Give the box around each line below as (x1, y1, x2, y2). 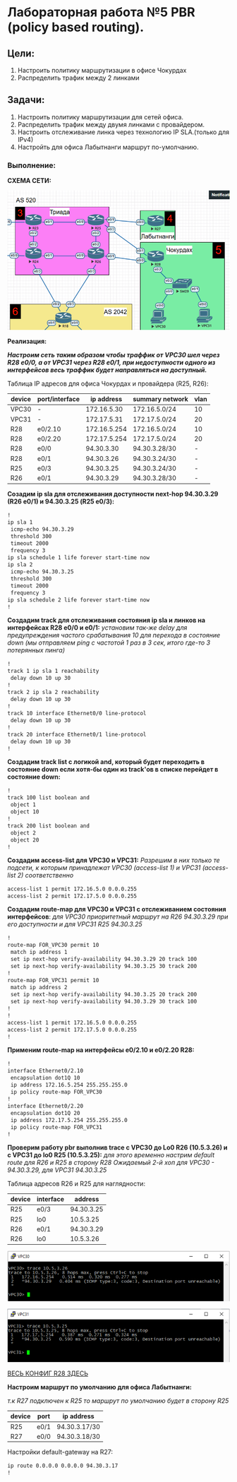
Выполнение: (7, 160, 56, 170)
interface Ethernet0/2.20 (7, 1102, 83, 1109)
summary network (133, 395, 188, 403)
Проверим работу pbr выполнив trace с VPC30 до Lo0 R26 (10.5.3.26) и (7, 1143, 228, 1152)
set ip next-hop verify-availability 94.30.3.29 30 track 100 (10, 998, 197, 1005)
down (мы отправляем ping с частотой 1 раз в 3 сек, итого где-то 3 (7, 638, 210, 647)
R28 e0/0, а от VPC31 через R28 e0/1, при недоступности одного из (7, 358, 216, 366)
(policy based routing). (7, 19, 145, 35)
